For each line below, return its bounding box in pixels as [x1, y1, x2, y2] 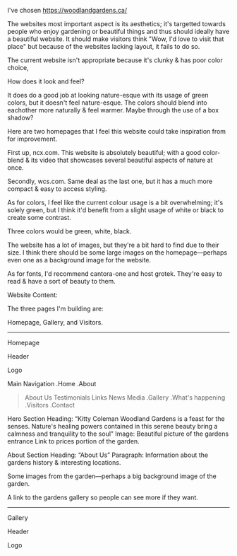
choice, [7, 64, 30, 71]
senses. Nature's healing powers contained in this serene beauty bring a [7, 422, 218, 430]
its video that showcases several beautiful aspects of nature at [30, 156, 213, 164]
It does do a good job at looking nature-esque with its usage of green [7, 91, 209, 99]
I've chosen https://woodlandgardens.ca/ [7, 6, 128, 14]
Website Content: [7, 291, 58, 299]
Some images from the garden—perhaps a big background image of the [7, 472, 217, 480]
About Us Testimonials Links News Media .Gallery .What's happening [24, 393, 226, 402]
